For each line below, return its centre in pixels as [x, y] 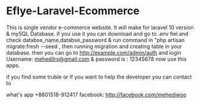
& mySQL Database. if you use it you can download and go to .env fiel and [97, 33]
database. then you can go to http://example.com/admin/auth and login [94, 52]
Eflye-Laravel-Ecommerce [73, 11]
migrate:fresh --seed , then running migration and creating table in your [94, 46]
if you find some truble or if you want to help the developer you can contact [99, 77]
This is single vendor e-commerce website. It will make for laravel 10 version [100, 27]
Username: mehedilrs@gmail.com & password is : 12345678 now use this [96, 59]
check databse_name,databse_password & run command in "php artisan [96, 40]
